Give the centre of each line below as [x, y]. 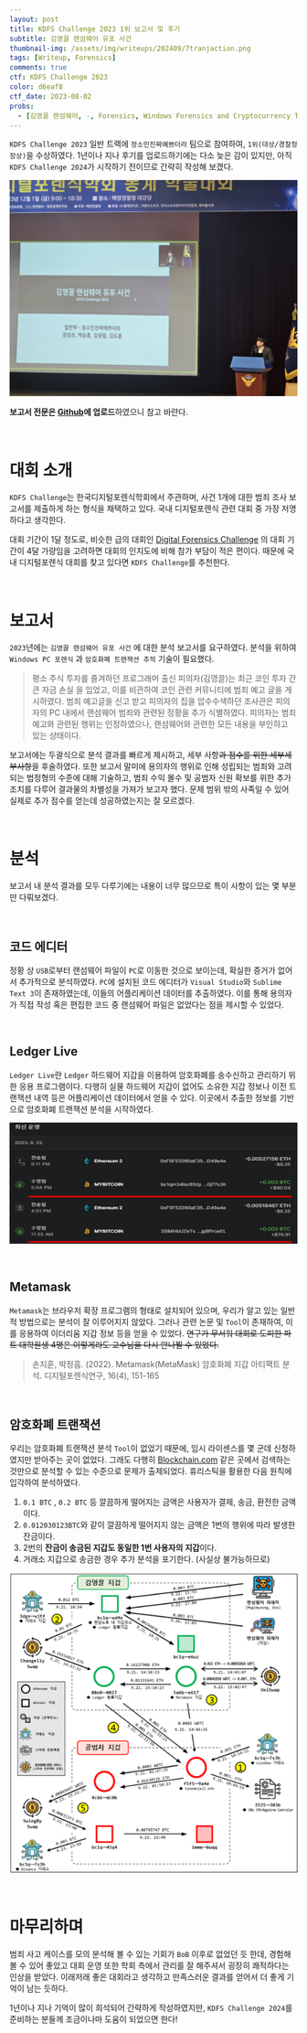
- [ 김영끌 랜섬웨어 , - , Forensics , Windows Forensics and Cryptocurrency [154, 116]
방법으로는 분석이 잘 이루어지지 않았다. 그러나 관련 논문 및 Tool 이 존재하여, [151, 1321]
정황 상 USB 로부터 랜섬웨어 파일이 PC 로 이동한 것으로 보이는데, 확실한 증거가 [143, 970]
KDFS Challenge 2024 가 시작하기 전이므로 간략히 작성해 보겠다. [122, 167]
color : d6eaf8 [37, 87]
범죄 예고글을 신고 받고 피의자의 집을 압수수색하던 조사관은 [170, 701]
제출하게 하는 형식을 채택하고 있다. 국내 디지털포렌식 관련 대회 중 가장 [157, 508]
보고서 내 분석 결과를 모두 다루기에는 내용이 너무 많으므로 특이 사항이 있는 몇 [145, 886]
